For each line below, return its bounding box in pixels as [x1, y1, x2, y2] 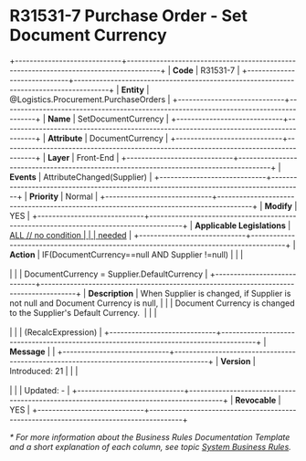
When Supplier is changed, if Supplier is [140, 288, 291, 299]
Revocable [235, 394, 277, 405]
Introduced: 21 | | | [9, 365, 79, 376]
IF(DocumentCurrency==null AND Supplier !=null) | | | [42, 248, 244, 260]
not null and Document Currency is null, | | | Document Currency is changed [9, 298, 295, 309]
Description [88, 288, 134, 299]
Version [220, 355, 251, 366]
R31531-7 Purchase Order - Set [9, 5, 248, 26]
